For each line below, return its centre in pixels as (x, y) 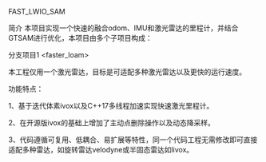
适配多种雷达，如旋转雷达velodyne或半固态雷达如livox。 (101, 150)
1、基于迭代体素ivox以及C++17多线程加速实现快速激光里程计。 (111, 106)
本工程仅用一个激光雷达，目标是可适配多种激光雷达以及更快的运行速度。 (127, 72)
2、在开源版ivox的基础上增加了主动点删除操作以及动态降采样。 (112, 122)
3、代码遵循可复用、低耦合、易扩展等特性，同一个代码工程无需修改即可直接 (133, 140)
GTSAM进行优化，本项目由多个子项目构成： (81, 38)
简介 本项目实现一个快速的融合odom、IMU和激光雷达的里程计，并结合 (123, 28)
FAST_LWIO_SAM (37, 12)
